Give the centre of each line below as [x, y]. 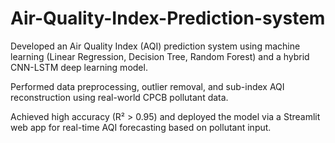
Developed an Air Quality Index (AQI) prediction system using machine [155, 46]
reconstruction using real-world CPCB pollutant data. [119, 97]
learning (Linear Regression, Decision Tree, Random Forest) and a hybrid [160, 56]
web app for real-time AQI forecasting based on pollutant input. [141, 127]
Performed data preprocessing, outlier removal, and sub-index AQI [147, 86]
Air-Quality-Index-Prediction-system [168, 18]
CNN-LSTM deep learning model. [79, 67]
